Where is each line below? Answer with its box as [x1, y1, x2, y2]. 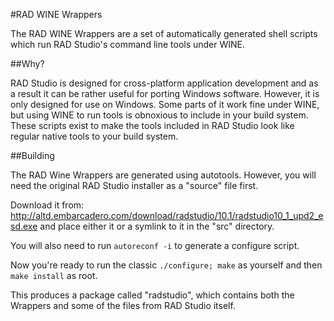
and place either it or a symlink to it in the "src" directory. [39, 220, 275, 232]
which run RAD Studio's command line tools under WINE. [10, 39, 246, 50]
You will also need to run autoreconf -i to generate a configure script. [10, 240, 300, 251]
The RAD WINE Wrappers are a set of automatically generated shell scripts [10, 28, 318, 39]
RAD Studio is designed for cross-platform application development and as [10, 77, 319, 89]
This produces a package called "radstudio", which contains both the [10, 289, 295, 301]
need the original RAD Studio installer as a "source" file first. [10, 180, 259, 191]
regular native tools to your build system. [10, 130, 179, 142]
